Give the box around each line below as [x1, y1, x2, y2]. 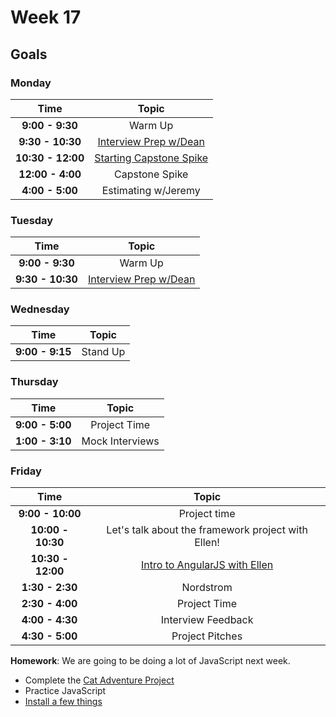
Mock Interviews [81, 434, 160, 448]
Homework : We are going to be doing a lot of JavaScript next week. [10, 655, 291, 667]
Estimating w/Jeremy [101, 183, 201, 197]
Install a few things [24, 696, 103, 708]
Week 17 [10, 6, 82, 29]
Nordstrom [181, 581, 233, 595]
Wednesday [10, 302, 70, 316]
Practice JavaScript [24, 685, 107, 697]
